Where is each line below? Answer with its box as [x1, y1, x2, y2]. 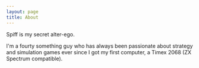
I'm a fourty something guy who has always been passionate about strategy [6, 42, 193, 50]
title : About [6, 14, 39, 20]
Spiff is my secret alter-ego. [6, 30, 75, 38]
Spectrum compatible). [6, 55, 63, 62]
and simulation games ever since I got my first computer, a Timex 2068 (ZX [6, 48, 192, 55]
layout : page [6, 8, 39, 15]
